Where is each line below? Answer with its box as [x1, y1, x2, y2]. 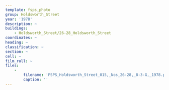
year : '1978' [5, 16, 33, 21]
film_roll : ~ [5, 58, 33, 63]
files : [5, 63, 19, 68]
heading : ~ [5, 40, 28, 45]
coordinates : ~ [5, 35, 37, 40]
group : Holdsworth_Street [5, 12, 59, 17]
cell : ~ [5, 53, 22, 59]
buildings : [5, 26, 28, 31]
